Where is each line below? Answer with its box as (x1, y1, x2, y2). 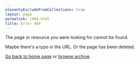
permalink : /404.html (5, 16, 50, 21)
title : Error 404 (5, 21, 41, 26)
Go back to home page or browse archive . (5, 54, 91, 60)
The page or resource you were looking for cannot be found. (5, 34, 129, 40)
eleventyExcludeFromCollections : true (5, 7, 85, 12)
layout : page (5, 12, 32, 17)
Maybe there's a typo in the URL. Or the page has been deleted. (5, 44, 135, 50)
